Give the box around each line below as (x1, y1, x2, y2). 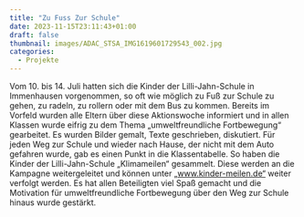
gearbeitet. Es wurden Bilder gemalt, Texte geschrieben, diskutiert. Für (9, 129, 276, 139)
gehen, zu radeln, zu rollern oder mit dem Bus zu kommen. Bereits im (9, 100, 270, 110)
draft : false (9, 30, 59, 39)
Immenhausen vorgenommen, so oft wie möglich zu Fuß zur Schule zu (9, 90, 275, 101)
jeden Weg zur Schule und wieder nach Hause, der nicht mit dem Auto (9, 139, 275, 150)
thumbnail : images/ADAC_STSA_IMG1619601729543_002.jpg (9, 38, 223, 48)
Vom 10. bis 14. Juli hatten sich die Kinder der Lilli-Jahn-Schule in (9, 81, 255, 91)
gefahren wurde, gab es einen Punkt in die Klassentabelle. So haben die (9, 149, 280, 160)
